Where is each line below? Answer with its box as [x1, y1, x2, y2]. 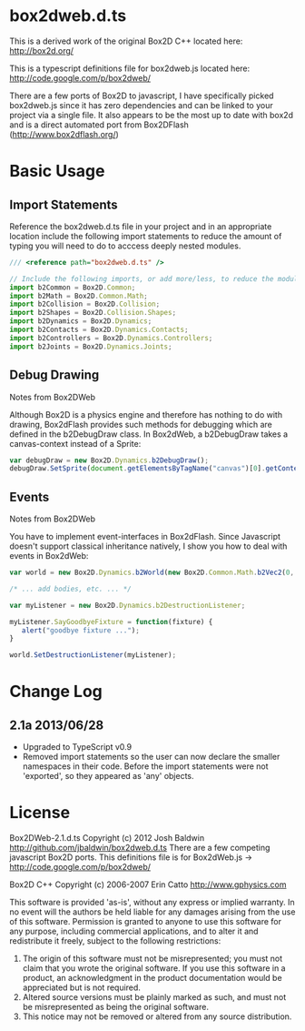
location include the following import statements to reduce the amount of [9, 230, 282, 241]
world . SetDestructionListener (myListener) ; [9, 651, 177, 660]
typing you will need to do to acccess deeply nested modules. [9, 240, 241, 251]
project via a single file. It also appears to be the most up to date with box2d [9, 109, 293, 120]
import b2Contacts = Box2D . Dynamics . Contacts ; [9, 325, 189, 335]
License [9, 803, 71, 824]
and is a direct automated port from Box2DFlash [9, 119, 189, 130]
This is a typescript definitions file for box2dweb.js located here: [9, 63, 251, 74]
